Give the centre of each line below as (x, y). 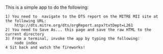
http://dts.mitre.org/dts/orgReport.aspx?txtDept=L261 (74, 25)
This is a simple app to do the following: (47, 7)
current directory (25, 34)
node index (26, 43)
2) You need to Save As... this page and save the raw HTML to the (78, 30)
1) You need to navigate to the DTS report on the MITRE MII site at (82, 17)
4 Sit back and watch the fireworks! (45, 47)
